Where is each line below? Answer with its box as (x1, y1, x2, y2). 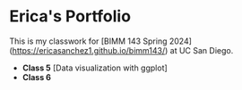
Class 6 (22, 71, 52, 82)
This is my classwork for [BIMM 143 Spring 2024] (9, 36, 193, 46)
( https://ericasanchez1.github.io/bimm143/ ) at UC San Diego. (9, 45, 234, 55)
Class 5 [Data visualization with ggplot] (22, 62, 168, 73)
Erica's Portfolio (9, 6, 132, 27)
